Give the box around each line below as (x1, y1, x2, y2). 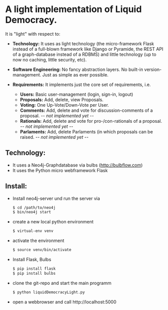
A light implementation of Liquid (5, 4, 142, 15)
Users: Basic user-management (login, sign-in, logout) (20, 91, 133, 97)
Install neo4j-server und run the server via (12, 195, 101, 201)
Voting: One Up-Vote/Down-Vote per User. (20, 102, 109, 108)
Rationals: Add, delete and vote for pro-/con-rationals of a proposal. (20, 118, 162, 124)
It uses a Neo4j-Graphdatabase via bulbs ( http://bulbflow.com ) (12, 162, 143, 168)
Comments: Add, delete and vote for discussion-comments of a (20, 107, 153, 113)
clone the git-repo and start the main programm (12, 280, 112, 286)
